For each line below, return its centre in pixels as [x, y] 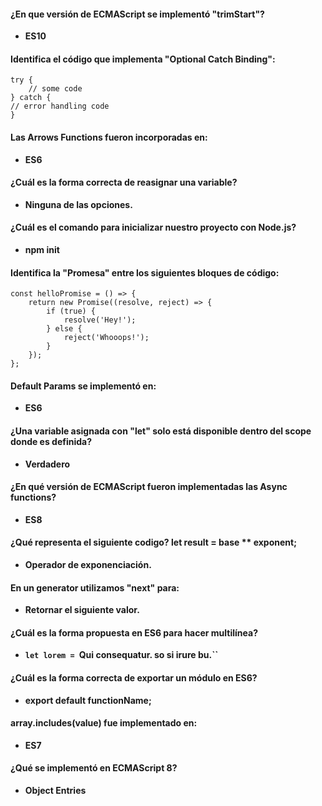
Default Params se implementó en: [83, 386]
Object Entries [55, 791]
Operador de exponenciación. [88, 565]
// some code [55, 89]
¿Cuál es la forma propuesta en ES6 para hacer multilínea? [134, 632]
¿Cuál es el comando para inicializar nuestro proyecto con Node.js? [153, 227]
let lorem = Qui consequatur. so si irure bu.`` [121, 655]
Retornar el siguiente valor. [82, 610]
